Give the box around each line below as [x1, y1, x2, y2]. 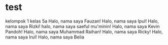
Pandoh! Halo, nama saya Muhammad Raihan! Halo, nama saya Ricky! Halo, [5, 28, 163, 34]
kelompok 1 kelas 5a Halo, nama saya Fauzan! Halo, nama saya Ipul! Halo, [5, 18, 159, 24]
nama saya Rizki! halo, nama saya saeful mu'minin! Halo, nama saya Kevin [5, 23, 160, 29]
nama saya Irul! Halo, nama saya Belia [5, 34, 85, 40]
